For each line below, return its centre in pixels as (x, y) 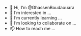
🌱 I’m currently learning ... (36, 18)
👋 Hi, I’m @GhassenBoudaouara (42, 8)
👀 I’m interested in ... (30, 13)
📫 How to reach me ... (32, 28)
